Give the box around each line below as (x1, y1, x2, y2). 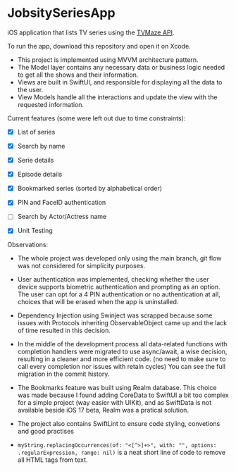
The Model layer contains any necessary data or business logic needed (17, 63, 225, 71)
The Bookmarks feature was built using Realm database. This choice (17, 384, 217, 392)
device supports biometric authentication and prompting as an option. (17, 283, 221, 291)
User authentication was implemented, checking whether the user (17, 275, 209, 284)
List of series (17, 127, 56, 136)
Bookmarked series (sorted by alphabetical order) (17, 184, 163, 193)
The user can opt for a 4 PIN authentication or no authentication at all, (17, 290, 221, 299)
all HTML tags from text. (17, 456, 88, 464)
